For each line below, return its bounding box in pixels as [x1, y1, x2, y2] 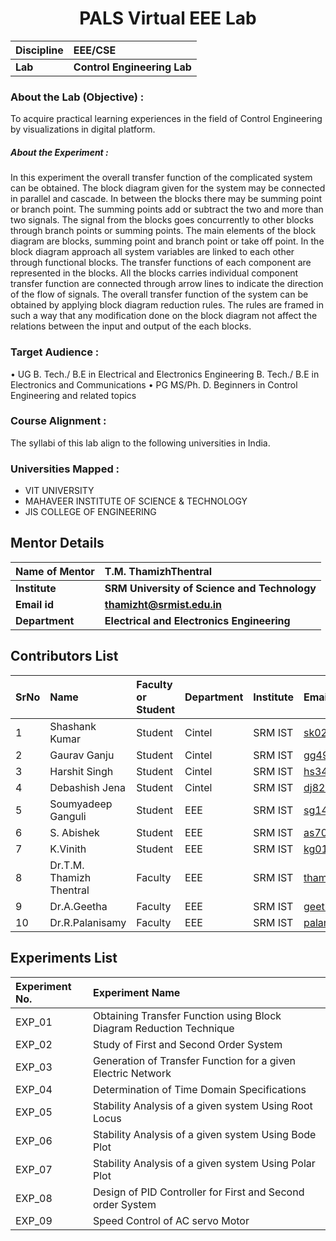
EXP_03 [15, 1060, 53, 1074]
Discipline [15, 43, 64, 57]
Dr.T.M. [49, 858, 85, 872]
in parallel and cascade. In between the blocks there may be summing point [10, 193, 322, 205]
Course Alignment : [10, 414, 107, 428]
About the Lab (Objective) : [10, 90, 145, 104]
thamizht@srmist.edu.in [104, 597, 222, 611]
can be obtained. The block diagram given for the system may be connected [10, 182, 326, 194]
